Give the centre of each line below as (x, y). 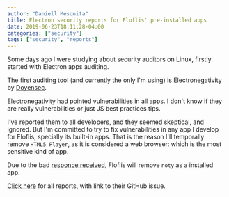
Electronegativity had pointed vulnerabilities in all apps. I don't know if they (115, 101)
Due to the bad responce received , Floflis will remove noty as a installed (110, 165)
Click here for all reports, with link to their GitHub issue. (86, 186)
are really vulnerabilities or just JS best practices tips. (84, 109)
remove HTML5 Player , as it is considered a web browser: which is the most (114, 144)
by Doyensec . (27, 88)
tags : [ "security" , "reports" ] (53, 40)
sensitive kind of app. (38, 152)
